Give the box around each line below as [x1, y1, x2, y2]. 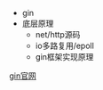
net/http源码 [35, 29, 81, 39]
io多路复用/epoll [35, 40, 95, 51]
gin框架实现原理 [35, 52, 94, 61]
